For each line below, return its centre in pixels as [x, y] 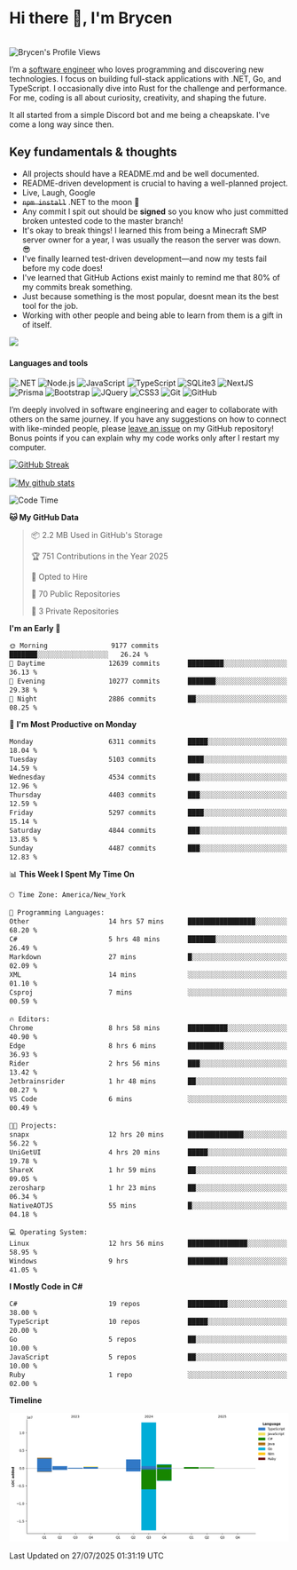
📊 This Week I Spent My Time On [72, 874]
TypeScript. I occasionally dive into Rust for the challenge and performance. [148, 88]
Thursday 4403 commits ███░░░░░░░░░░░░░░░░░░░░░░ [148, 795]
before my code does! [63, 268]
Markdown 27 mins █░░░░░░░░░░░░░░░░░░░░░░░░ [148, 957]
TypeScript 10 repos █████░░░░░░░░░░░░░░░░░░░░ [148, 1321]
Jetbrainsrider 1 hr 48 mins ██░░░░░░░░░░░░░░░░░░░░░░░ [148, 1081]
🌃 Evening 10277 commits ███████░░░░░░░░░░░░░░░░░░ [148, 681]
